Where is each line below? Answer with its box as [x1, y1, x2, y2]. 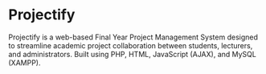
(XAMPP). [8, 58, 41, 68]
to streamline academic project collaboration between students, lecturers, [8, 40, 253, 50]
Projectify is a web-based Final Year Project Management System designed [8, 32, 259, 42]
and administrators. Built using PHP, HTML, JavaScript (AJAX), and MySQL [8, 49, 257, 59]
